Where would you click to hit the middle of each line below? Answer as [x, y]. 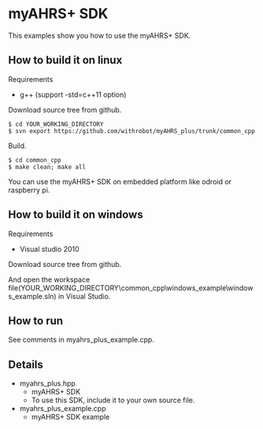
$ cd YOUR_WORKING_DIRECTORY [56, 124]
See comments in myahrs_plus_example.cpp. [81, 340]
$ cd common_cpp [35, 160]
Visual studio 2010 [50, 249]
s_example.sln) [32, 296]
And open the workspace [49, 279]
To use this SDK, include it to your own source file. [113, 400]
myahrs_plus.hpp [48, 383]
